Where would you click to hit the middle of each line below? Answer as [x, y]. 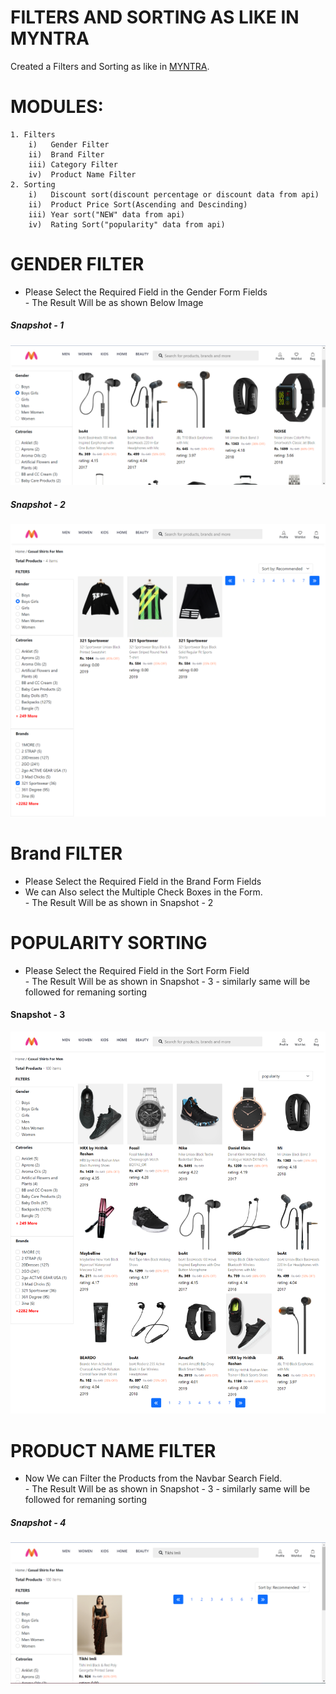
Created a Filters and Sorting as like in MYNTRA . [110, 66]
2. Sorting [33, 184]
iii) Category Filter [73, 164]
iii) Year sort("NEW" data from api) [107, 214]
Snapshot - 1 [37, 325]
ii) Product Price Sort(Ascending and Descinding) [138, 204]
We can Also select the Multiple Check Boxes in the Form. [143, 892]
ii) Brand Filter [66, 154]
